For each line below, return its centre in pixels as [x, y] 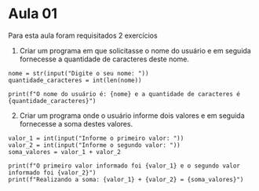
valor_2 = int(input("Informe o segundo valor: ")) [94, 145]
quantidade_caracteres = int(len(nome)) [75, 80]
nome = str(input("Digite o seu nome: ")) [78, 73]
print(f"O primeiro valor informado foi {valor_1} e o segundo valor [124, 166]
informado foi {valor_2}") [52, 173]
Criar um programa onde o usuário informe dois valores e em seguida [132, 116]
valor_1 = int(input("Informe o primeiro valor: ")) [96, 138]
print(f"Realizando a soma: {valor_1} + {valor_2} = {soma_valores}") [126, 179]
